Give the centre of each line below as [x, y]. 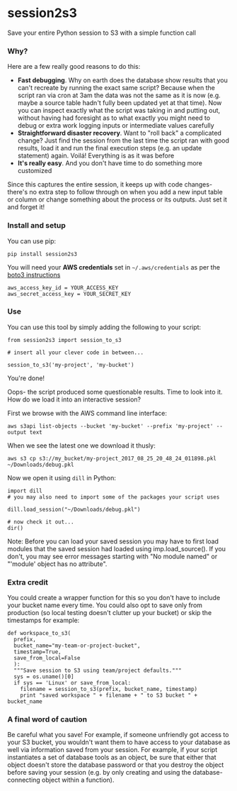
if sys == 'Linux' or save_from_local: [73, 683]
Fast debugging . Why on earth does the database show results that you [123, 80]
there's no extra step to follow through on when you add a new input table [115, 192]
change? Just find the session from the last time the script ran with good [123, 140]
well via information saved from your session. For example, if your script [112, 750]
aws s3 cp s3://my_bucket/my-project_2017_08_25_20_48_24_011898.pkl [112, 458]
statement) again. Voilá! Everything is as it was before [96, 156]
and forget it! [26, 207]
